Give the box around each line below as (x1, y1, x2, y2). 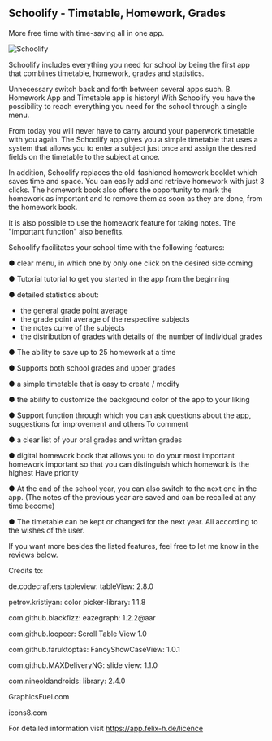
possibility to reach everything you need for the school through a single (8, 101, 248, 111)
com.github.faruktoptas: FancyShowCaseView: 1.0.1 (8, 644, 180, 654)
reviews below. (8, 550, 58, 559)
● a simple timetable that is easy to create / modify (8, 379, 180, 388)
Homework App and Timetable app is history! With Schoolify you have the (8, 93, 256, 103)
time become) (8, 501, 55, 511)
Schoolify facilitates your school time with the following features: (8, 242, 225, 252)
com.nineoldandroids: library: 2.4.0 (8, 676, 126, 686)
